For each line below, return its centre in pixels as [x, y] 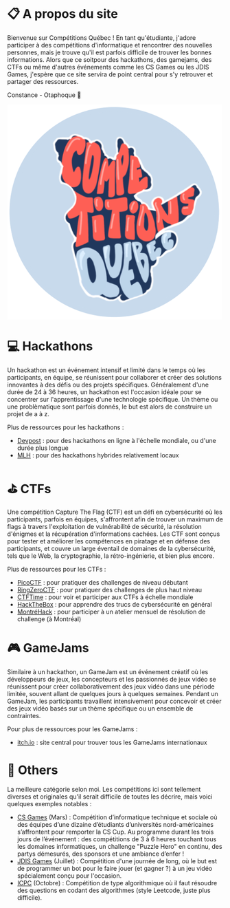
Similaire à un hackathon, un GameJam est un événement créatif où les [108, 671]
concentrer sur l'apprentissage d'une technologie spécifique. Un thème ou [113, 399]
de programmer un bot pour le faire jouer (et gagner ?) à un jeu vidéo [115, 868]
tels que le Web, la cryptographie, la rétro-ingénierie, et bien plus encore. [111, 556]
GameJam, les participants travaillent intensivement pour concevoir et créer [114, 701]
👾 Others [33, 770]
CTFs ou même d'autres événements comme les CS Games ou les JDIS [108, 67]
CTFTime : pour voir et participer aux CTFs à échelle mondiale [105, 597]
